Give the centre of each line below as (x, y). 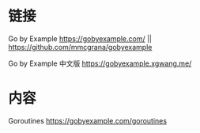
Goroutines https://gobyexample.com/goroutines (88, 120)
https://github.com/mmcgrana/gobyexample (80, 47)
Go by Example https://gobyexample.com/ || (80, 38)
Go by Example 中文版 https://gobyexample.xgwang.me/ (100, 63)
